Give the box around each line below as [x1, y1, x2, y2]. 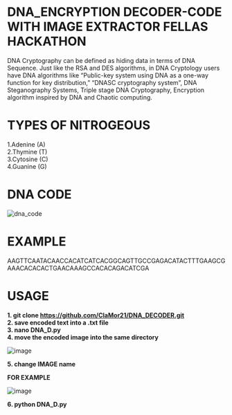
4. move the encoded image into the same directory [7, 333, 159, 341]
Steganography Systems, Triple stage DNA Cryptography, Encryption [7, 86, 205, 94]
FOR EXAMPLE [7, 373, 51, 381]
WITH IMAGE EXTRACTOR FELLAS [7, 19, 208, 35]
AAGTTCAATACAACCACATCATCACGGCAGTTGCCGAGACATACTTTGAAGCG [7, 257, 226, 265]
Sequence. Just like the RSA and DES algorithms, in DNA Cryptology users [7, 64, 220, 72]
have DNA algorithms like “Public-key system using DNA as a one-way [7, 71, 209, 80]
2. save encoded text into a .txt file [7, 318, 109, 326]
